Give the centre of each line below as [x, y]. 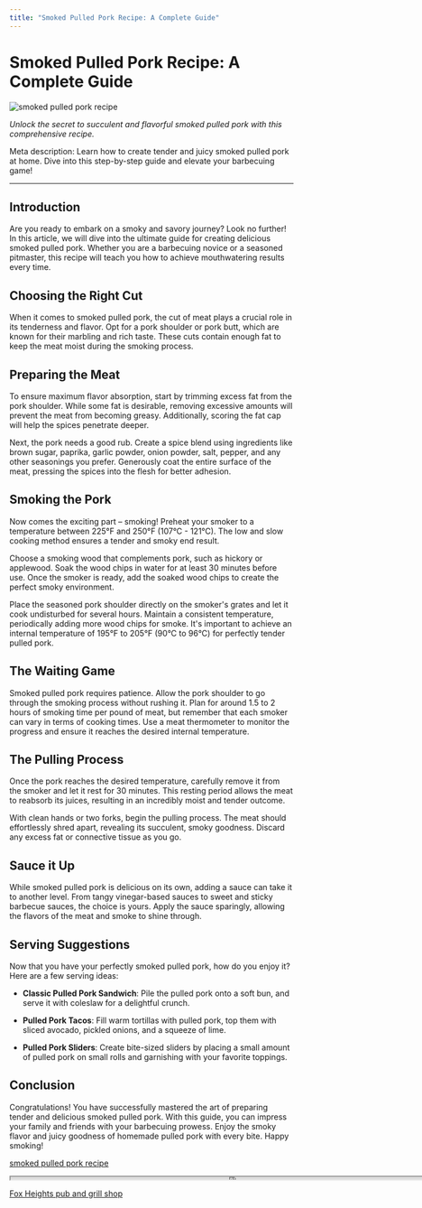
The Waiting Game [62, 671]
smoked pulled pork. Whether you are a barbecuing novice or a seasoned [146, 248]
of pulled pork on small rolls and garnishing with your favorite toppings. [155, 1057]
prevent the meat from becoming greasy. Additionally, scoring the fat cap [145, 415]
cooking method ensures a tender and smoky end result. [115, 540]
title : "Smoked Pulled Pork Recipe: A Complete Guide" [115, 18]
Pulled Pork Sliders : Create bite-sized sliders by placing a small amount [156, 1047]
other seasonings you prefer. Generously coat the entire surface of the [141, 462]
